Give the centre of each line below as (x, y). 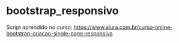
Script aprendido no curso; (39, 27)
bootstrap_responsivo (62, 11)
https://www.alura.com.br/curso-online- (123, 27)
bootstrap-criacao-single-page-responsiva (59, 33)
